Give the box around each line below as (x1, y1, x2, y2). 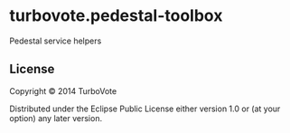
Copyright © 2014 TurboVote (9, 85, 117, 96)
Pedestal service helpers (9, 35, 102, 46)
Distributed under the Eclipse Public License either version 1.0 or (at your (9, 103, 281, 114)
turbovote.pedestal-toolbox (9, 5, 223, 26)
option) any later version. (9, 112, 102, 123)
